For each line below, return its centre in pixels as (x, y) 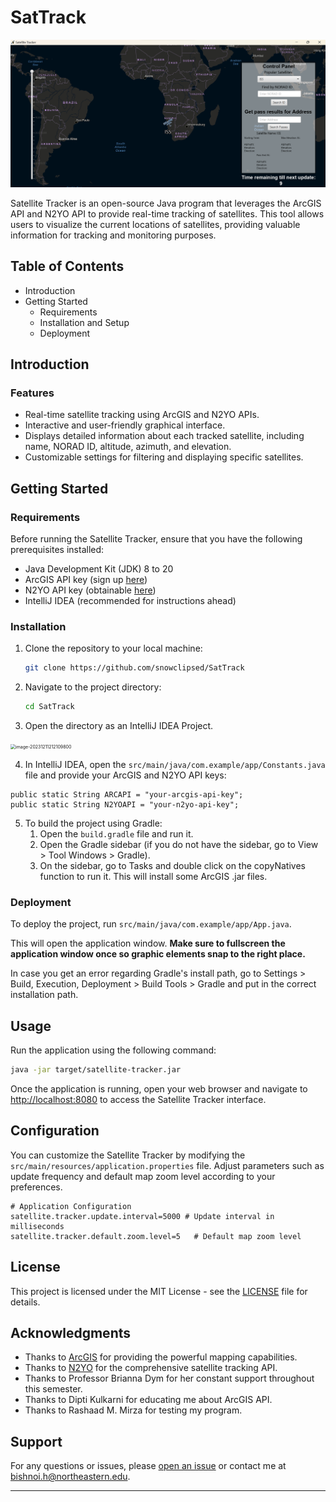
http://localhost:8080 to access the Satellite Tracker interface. (138, 1099)
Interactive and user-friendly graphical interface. (125, 425)
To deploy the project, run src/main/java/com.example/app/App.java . (151, 924)
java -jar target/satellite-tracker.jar (96, 1070)
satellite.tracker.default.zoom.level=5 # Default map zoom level (156, 1236)
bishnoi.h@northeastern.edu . (70, 1477)
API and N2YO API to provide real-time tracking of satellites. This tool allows (167, 213)
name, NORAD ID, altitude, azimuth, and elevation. (128, 447)
